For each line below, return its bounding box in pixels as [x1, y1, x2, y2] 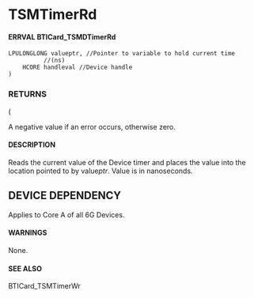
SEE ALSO [8, 263, 42, 273]
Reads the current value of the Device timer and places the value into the [8, 157, 247, 167]
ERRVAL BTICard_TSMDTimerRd [8, 32, 116, 41]
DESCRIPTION [8, 140, 56, 149]
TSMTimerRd [8, 6, 97, 24]
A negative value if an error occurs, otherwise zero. [8, 122, 176, 131]
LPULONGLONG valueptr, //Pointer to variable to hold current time [8, 50, 236, 58]
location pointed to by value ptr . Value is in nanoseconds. [8, 166, 193, 175]
